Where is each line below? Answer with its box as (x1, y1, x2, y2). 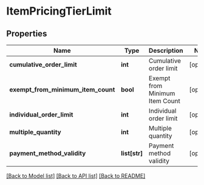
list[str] (121, 149, 143, 157)
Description (148, 47, 183, 55)
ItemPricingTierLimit (6, 4, 112, 18)
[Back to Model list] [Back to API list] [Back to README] (6, 172, 146, 180)
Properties (6, 29, 47, 39)
